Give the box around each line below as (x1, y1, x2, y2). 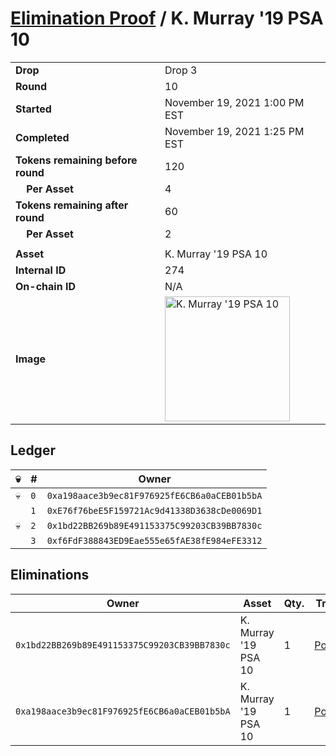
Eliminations (10, 567, 90, 584)
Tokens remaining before (15, 153, 138, 167)
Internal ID (15, 263, 67, 277)
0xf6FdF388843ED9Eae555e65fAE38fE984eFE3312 (46, 535, 263, 546)
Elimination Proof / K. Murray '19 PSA (10, 7, 324, 30)
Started (15, 102, 52, 116)
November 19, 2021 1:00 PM (164, 95, 305, 109)
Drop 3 (164, 63, 198, 77)
